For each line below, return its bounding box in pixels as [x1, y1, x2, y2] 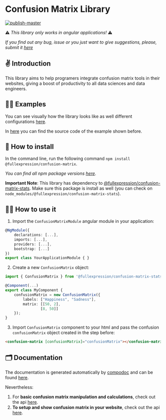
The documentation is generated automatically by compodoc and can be [5, 369, 153, 375]
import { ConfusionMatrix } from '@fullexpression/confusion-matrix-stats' [5, 274, 165, 279]
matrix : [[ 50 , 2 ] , [23, 301, 61, 306]
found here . [5, 374, 29, 380]
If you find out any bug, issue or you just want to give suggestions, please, [5, 39, 157, 45]
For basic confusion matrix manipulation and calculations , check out [12, 394, 156, 400]
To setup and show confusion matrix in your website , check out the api [12, 404, 160, 410]
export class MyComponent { [5, 288, 63, 293]
